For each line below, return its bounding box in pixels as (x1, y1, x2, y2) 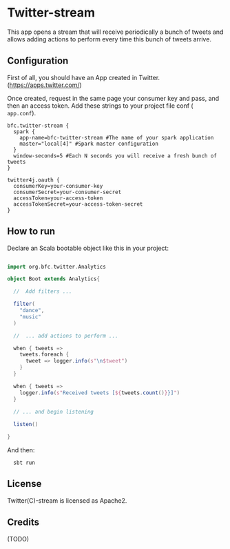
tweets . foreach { (19, 351, 70, 358)
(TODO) (7, 534, 30, 543)
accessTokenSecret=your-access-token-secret (13, 200, 143, 208)
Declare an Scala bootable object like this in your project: (7, 244, 169, 252)
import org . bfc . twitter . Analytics (7, 263, 107, 270)
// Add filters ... (13, 288, 72, 295)
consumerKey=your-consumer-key (13, 182, 103, 189)
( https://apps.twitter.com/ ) (7, 81, 83, 89)
